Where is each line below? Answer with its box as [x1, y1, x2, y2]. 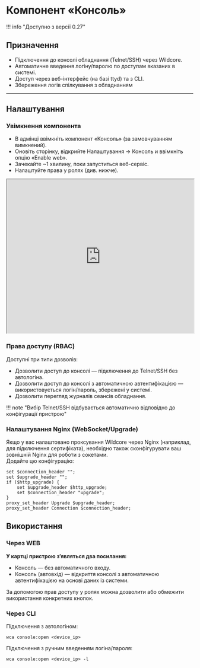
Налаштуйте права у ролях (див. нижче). [14, 167, 119, 174]
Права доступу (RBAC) [6, 342, 75, 351]
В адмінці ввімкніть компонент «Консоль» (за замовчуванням [14, 135, 173, 142]
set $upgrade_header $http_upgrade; [17, 485, 108, 491]
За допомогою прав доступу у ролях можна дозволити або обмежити [6, 588, 185, 595]
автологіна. [14, 373, 44, 380]
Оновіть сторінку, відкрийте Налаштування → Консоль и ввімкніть [14, 148, 183, 155]
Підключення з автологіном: [6, 623, 78, 630]
